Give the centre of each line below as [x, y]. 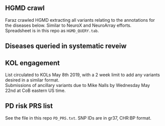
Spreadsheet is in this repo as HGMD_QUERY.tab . [52, 30]
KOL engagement [33, 63]
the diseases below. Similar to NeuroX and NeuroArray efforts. [68, 25]
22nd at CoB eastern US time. [35, 90]
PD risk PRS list [29, 106]
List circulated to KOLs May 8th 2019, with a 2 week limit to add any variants [82, 75]
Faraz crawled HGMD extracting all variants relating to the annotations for [80, 20]
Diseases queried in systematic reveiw [66, 46]
